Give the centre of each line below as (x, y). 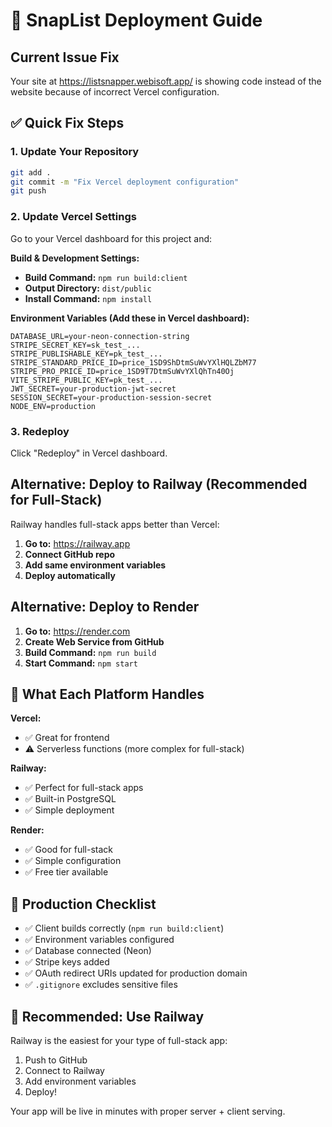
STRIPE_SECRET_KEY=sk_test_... (75, 345)
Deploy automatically (70, 575)
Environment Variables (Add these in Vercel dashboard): (130, 318)
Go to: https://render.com (77, 631)
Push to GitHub (56, 1060)
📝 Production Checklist (83, 904)
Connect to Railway (64, 1070)
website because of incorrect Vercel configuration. (115, 92)
